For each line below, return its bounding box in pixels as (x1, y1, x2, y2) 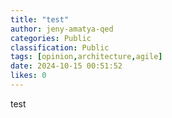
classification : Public (10, 42, 110, 53)
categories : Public (10, 33, 92, 43)
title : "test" (10, 14, 70, 25)
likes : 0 (10, 71, 47, 81)
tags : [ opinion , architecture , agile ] (10, 52, 163, 62)
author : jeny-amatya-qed (10, 24, 114, 34)
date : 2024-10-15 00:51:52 (10, 61, 123, 71)
